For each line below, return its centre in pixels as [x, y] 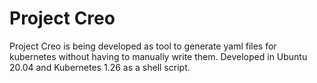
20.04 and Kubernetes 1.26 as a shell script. [100, 67]
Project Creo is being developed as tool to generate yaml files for [143, 46]
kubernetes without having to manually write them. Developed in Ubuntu [158, 56]
